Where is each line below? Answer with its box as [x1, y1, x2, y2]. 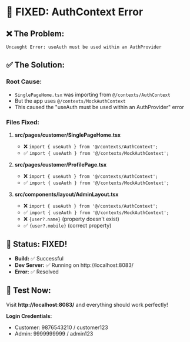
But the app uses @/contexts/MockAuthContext [14, 97, 126, 104]
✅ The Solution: [6, 60, 65, 70]
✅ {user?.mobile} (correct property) [23, 222, 112, 229]
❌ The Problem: [6, 29, 65, 39]
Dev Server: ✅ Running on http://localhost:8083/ [14, 261, 134, 269]
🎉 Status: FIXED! [6, 239, 68, 249]
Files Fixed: [6, 118, 39, 126]
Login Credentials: [6, 312, 52, 319]
